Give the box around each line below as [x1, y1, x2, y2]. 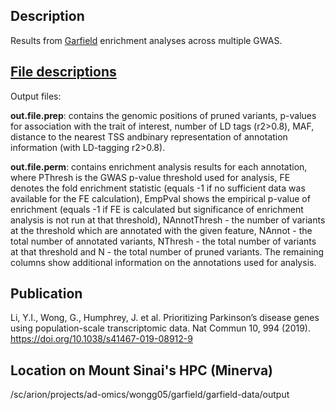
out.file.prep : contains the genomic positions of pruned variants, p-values [10, 109, 317, 121]
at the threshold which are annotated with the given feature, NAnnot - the [10, 224, 313, 236]
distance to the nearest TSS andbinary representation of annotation [10, 130, 288, 143]
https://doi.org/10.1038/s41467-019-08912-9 [10, 333, 193, 345]
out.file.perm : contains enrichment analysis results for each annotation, [10, 160, 308, 173]
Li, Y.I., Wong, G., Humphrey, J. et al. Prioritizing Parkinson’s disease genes [10, 312, 320, 324]
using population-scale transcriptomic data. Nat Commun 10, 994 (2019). [10, 322, 311, 334]
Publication [10, 285, 83, 303]
